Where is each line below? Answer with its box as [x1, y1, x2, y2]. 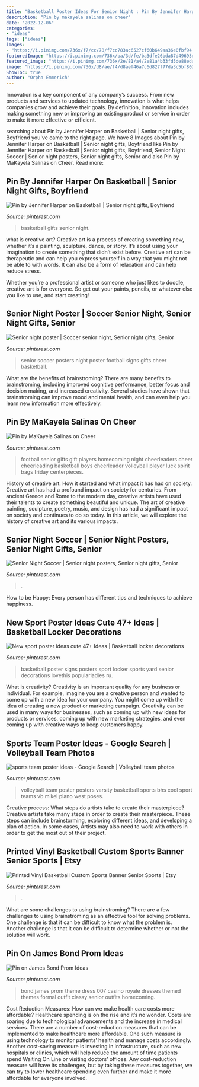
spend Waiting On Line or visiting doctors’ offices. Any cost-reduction [6, 1055, 176, 1062]
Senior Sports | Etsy [6, 856, 82, 866]
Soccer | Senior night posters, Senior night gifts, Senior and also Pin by [6, 153, 179, 160]
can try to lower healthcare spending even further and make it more [6, 1068, 172, 1075]
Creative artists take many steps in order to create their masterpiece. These [6, 811, 191, 817]
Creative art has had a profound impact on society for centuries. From [6, 486, 176, 493]
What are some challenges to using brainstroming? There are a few [6, 906, 170, 913]
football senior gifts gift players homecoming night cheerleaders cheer [20, 455, 193, 463]
